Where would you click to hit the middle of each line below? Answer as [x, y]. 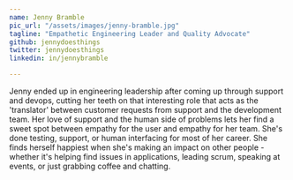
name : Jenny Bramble [47, 17]
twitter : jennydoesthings [56, 50]
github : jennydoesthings [55, 42]
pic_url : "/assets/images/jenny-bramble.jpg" [94, 26]
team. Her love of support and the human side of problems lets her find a [142, 119]
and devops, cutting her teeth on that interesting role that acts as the [134, 101]
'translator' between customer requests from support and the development [146, 110]
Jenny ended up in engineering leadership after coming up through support [146, 91]
